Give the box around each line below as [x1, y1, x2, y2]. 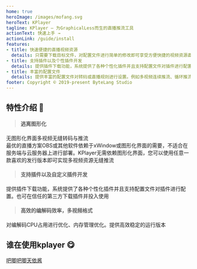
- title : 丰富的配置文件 [6, 69, 60, 75]
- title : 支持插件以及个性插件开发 [6, 58, 83, 63]
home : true [6, 8, 33, 15]
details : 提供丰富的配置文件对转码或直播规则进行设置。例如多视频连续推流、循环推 [11, 74, 188, 80]
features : [6, 42, 30, 48]
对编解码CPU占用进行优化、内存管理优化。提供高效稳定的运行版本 [6, 221, 166, 228]
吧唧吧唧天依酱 [6, 257, 42, 264]
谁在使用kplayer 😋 [6, 240, 75, 250]
